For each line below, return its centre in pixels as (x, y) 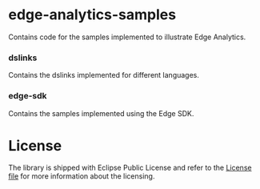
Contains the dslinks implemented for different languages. (104, 75)
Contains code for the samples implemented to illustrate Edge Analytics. (127, 37)
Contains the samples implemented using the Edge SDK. (101, 113)
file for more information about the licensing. (82, 176)
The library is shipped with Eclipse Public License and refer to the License (130, 168)
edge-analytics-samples (92, 15)
